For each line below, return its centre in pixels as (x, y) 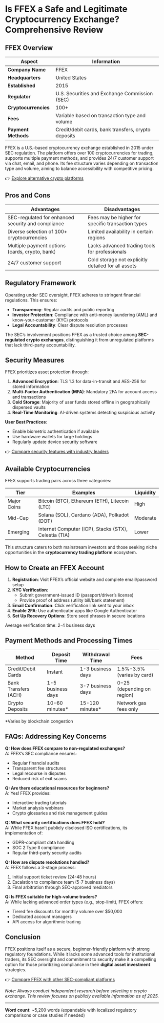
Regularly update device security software (55, 442)
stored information (31, 386)
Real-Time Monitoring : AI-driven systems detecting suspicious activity (83, 413)
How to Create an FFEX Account (55, 568)
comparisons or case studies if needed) (45, 1015)
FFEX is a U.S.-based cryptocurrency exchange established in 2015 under (79, 148)
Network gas (132, 703)
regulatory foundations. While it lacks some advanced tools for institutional (80, 954)
